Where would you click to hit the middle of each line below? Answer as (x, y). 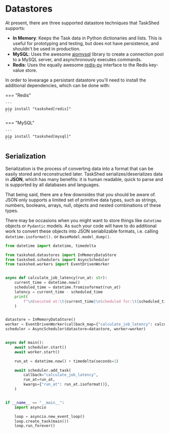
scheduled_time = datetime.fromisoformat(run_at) (68, 287)
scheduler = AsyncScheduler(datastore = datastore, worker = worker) (75, 329)
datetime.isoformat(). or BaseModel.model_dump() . (58, 236)
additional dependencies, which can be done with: (58, 85)
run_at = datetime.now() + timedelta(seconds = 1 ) (67, 361)
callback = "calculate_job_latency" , (61, 375)
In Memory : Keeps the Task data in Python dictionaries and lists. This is (87, 38)
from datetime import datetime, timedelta (51, 246)
